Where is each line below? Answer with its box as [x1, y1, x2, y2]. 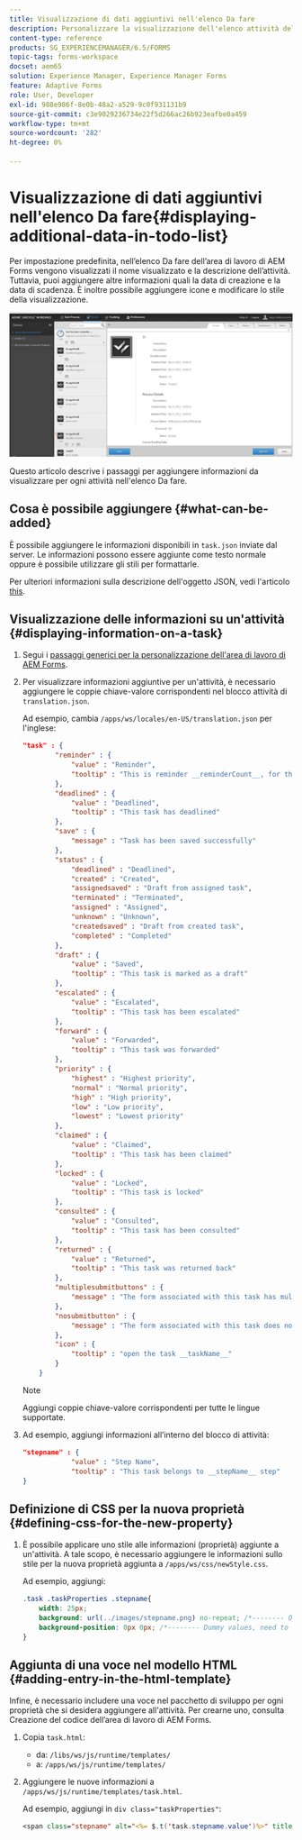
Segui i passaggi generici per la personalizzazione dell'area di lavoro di [22, 650, 286, 660]
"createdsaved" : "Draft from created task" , [70, 922, 244, 931]
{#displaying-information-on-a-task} [9, 625, 223, 641]
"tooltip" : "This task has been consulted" [70, 1225, 241, 1234]
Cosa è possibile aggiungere [9, 501, 173, 517]
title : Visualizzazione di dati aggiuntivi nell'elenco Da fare [9, 14, 255, 23]
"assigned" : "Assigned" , [70, 903, 168, 912]
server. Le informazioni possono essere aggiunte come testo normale [9, 549, 267, 560]
